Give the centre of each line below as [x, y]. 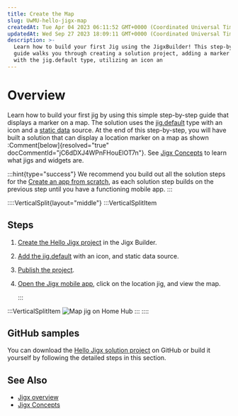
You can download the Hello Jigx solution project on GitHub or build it [109, 350]
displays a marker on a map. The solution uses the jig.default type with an [115, 122]
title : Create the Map [41, 14]
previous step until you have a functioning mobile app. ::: [90, 189]
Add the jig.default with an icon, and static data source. [98, 256]
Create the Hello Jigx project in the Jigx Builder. [87, 242]
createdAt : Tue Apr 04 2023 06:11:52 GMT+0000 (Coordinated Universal [114, 27]
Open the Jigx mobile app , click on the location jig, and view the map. [119, 283]
